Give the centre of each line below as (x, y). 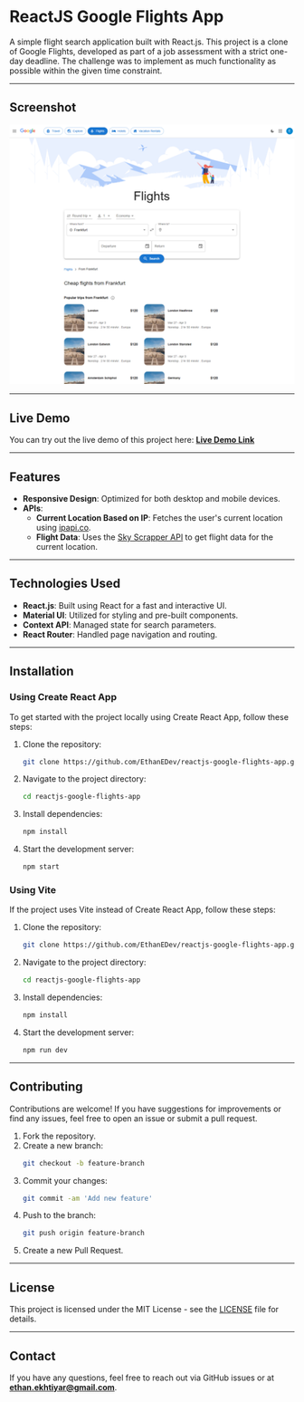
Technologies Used (65, 584)
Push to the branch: (59, 1215)
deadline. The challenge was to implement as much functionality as (151, 61)
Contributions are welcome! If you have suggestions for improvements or (146, 1109)
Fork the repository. (59, 1136)
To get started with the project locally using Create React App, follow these (149, 716)
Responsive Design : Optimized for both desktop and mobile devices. (151, 499)
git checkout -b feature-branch (83, 1163)
